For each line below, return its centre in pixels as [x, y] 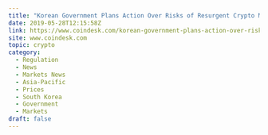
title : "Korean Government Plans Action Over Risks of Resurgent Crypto [132, 15]
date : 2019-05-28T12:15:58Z [55, 23]
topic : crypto [32, 45]
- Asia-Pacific [41, 82]
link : [17, 30]
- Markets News [41, 75]
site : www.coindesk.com [48, 38]
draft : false [30, 119]
